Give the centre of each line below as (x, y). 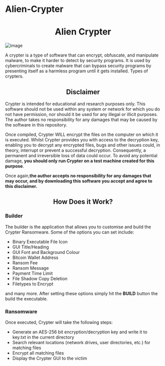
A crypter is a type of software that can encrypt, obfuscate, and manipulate (82, 55)
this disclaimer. (21, 186)
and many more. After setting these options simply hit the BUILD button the (82, 293)
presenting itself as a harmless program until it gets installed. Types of (77, 71)
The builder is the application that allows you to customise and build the (78, 227)
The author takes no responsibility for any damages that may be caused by (81, 120)
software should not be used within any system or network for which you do (83, 109)
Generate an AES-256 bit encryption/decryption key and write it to (80, 332)
